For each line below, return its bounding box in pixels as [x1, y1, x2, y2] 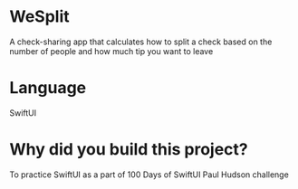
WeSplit [9, 6, 70, 27]
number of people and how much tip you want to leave [9, 45, 214, 56]
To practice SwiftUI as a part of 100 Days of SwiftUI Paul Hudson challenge [9, 169, 290, 180]
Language [9, 78, 87, 99]
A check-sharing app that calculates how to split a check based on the [9, 36, 273, 47]
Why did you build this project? [9, 139, 248, 160]
